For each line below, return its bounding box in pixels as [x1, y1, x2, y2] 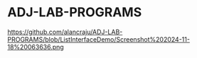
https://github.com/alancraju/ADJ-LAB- [7, 28, 123, 36]
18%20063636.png [7, 42, 64, 51]
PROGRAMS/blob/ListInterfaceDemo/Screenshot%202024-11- [7, 35, 191, 43]
